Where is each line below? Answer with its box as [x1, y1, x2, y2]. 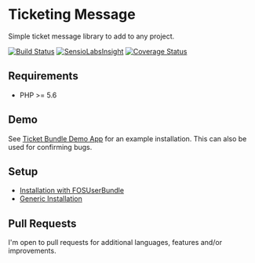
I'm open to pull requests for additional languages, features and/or [8, 238, 222, 247]
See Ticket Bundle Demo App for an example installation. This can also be [8, 133, 247, 143]
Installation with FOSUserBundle [19, 186, 124, 195]
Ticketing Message [8, 5, 136, 24]
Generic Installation [19, 194, 82, 203]
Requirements [8, 69, 78, 83]
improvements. [8, 246, 56, 256]
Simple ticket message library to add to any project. [8, 31, 175, 41]
